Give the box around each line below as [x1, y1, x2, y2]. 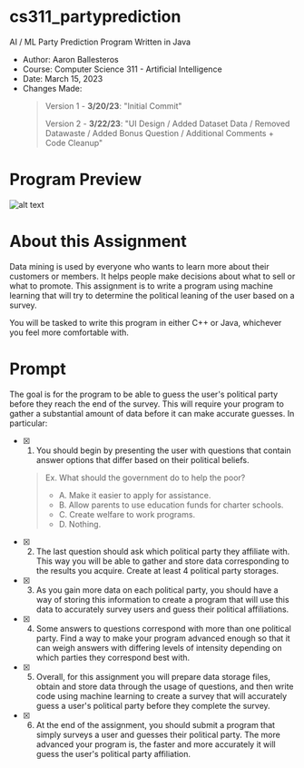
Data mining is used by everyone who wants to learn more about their [9, 261, 270, 271]
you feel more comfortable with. [9, 327, 130, 338]
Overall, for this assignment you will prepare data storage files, [35, 671, 270, 682]
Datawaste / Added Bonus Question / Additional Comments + [44, 127, 274, 138]
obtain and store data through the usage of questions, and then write [35, 681, 294, 692]
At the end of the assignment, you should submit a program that [35, 719, 275, 730]
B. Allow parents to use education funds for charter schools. [58, 499, 284, 510]
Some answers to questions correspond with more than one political [35, 623, 292, 634]
